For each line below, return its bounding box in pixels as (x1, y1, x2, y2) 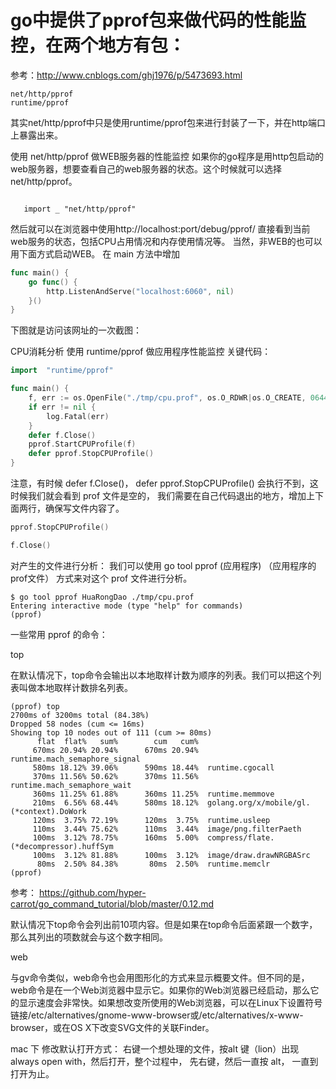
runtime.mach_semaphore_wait (10, 780, 132, 790)
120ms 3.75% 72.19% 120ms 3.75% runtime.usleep (32, 815, 271, 825)
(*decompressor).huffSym (10, 841, 114, 851)
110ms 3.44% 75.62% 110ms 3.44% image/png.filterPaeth (32, 824, 302, 834)
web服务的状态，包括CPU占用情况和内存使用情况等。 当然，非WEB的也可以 (10, 235, 323, 247)
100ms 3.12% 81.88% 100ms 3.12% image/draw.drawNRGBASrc (32, 850, 311, 860)
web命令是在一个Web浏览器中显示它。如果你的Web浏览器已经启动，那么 (10, 984, 311, 996)
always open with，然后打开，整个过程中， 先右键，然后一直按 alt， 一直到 (10, 1055, 319, 1067)
